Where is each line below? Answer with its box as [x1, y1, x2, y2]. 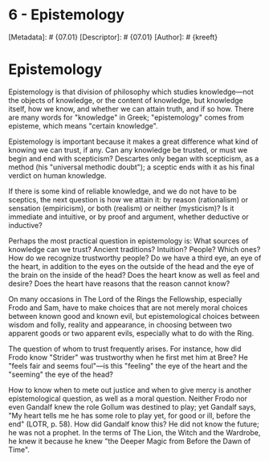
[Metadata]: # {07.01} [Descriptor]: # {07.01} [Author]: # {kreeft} [8, 32, 218, 42]
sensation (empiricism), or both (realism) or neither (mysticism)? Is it [8, 203, 234, 213]
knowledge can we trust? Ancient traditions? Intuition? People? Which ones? [8, 244, 261, 254]
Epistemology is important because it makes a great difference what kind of [8, 137, 259, 146]
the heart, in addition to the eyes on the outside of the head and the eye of [8, 261, 255, 271]
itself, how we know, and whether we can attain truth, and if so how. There [8, 104, 255, 113]
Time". [8, 444, 31, 455]
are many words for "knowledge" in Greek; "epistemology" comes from [8, 112, 245, 122]
